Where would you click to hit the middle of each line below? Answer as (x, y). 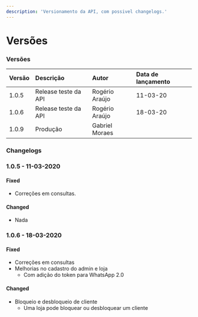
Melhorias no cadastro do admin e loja (61, 269)
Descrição (50, 78)
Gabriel (102, 126)
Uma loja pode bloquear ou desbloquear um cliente (86, 308)
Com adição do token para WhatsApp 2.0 (74, 275)
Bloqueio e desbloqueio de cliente (56, 302)
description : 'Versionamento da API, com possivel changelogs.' (87, 11)
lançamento (153, 82)
